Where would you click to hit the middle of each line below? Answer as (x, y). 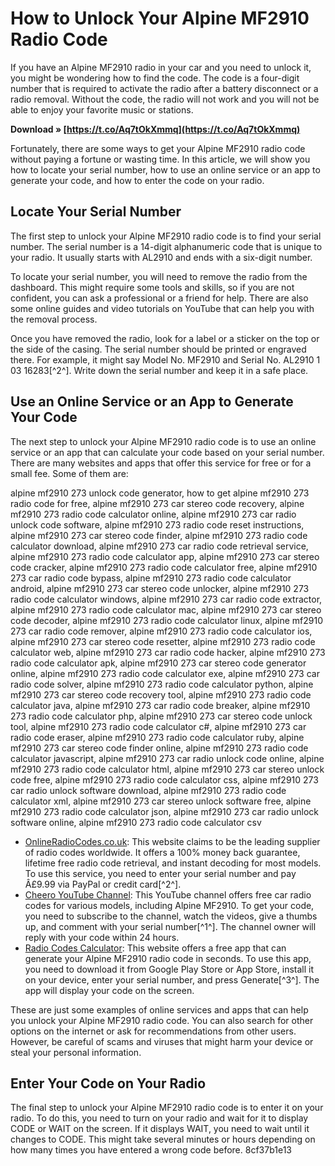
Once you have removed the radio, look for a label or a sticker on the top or (165, 338)
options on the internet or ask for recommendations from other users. (153, 1031)
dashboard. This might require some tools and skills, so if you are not (152, 287)
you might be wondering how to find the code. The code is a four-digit (155, 78)
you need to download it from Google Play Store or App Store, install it (169, 969)
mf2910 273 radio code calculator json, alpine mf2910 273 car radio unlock (164, 811)
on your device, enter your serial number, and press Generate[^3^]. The (172, 979)
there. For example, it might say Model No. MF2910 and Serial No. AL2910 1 (165, 359)
